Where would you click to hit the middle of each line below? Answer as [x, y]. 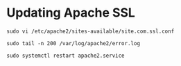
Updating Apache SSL [71, 13]
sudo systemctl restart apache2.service [66, 56]
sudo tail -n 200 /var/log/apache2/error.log [73, 43]
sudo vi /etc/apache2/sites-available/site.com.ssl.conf [90, 31]
